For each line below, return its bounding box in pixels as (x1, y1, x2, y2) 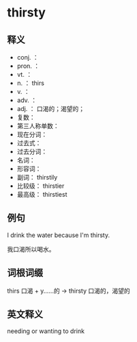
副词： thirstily (16, 173, 58, 181)
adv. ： (16, 96, 37, 104)
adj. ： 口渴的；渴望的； (16, 105, 85, 112)
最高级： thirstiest (16, 191, 67, 198)
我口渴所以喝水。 (7, 245, 55, 253)
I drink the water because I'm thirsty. (7, 231, 110, 239)
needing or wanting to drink (7, 327, 85, 335)
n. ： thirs (16, 79, 44, 87)
